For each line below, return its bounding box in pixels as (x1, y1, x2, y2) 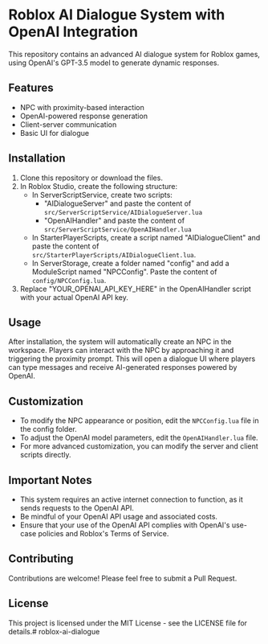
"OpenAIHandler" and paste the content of (43, 215, 185, 225)
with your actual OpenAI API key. (19, 292, 128, 302)
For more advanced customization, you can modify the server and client (19, 441, 258, 451)
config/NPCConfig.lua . (31, 275, 107, 285)
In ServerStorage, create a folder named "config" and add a (31, 258, 230, 268)
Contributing (8, 552, 74, 566)
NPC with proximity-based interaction (19, 102, 144, 112)
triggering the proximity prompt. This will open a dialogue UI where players (8, 354, 256, 363)
